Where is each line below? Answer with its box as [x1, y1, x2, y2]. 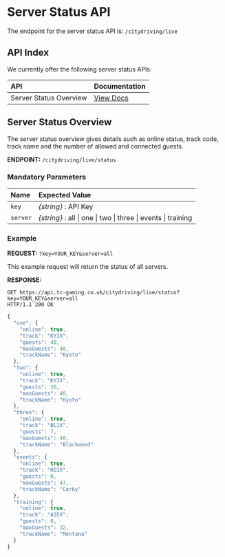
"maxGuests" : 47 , [19, 479, 69, 486]
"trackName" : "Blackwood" [19, 441, 94, 448]
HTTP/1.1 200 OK [7, 301, 54, 308]
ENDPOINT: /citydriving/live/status [7, 155, 116, 164]
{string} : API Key [39, 201, 94, 211]
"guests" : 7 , [19, 428, 57, 435]
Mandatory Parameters [7, 173, 87, 182]
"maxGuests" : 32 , [19, 524, 69, 532]
